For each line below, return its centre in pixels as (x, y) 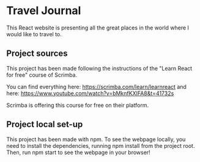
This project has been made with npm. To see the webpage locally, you (96, 139)
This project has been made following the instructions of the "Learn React (99, 68)
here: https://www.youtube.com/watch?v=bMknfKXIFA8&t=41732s (90, 93)
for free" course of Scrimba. (42, 75)
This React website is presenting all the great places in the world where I (98, 28)
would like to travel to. (34, 34)
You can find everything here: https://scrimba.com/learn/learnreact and (96, 87)
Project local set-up (45, 124)
